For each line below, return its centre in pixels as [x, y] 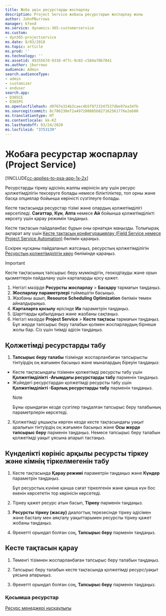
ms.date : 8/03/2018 [25, 42]
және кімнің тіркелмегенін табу [57, 461]
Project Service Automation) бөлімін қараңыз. [53, 239]
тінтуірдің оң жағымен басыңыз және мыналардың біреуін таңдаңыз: [86, 363]
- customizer [19, 83]
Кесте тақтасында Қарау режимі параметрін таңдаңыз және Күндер [86, 473]
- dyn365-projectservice [31, 38]
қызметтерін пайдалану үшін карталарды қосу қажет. [62, 278]
